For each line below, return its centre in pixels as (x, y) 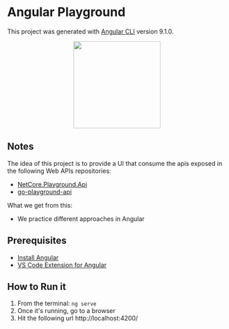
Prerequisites (37, 241)
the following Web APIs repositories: (59, 171)
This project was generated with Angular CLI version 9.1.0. (90, 31)
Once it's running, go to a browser (66, 311)
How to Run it (37, 286)
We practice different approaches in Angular (81, 219)
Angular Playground (66, 12)
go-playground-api (44, 192)
